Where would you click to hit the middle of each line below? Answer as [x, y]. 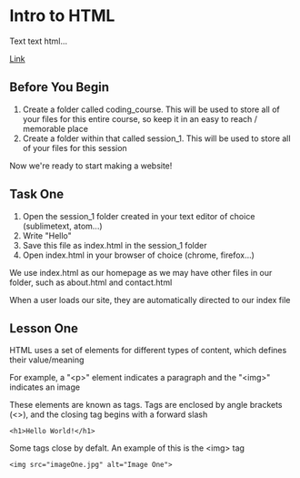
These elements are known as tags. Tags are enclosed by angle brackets [146, 405]
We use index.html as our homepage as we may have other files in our [141, 272]
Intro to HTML [62, 16]
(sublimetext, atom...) [62, 226]
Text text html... [39, 41]
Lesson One [44, 328]
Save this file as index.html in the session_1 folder [115, 245]
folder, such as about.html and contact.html [91, 282]
